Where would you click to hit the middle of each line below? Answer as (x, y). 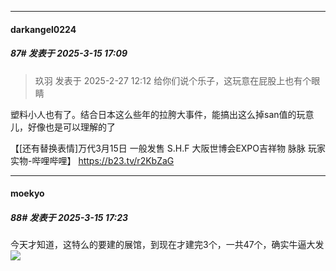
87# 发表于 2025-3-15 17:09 (69, 53)
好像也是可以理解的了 (71, 127)
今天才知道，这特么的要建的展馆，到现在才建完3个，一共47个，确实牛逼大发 (167, 245)
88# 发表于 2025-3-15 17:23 (69, 217)
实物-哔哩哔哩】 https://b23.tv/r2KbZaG (92, 160)
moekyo (27, 193)
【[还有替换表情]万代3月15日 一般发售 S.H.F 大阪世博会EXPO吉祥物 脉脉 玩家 (168, 148)
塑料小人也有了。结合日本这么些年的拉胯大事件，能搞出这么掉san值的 (153, 114)
